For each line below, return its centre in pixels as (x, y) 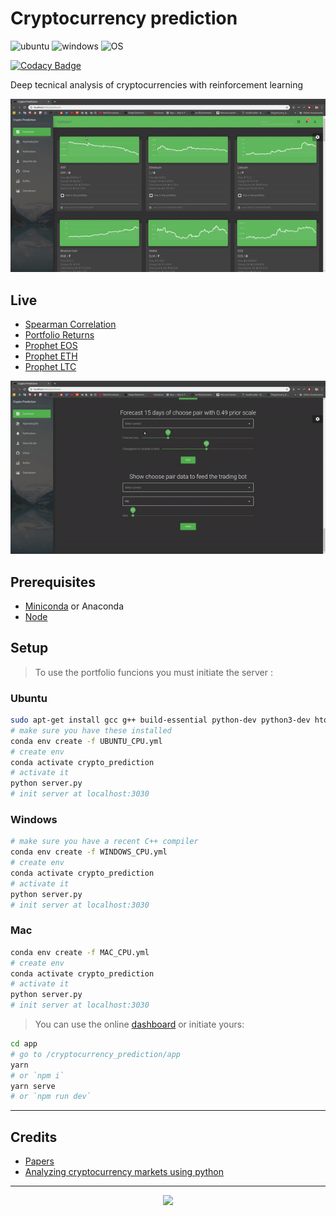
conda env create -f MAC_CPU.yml (80, 952)
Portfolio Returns (59, 334)
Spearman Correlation (70, 324)
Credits (34, 1137)
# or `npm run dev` (51, 1097)
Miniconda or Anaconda (74, 606)
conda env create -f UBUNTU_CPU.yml (86, 741)
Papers (39, 1161)
